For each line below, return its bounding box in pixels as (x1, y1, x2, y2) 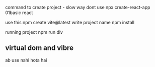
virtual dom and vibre (5, 44, 74, 52)
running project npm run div (5, 29, 63, 35)
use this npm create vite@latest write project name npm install (5, 20, 135, 25)
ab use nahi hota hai (5, 57, 47, 63)
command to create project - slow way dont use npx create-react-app (5, 5, 150, 10)
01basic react (5, 10, 33, 16)
